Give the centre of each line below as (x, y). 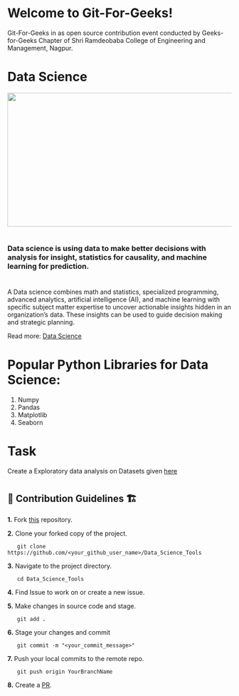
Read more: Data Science (44, 336)
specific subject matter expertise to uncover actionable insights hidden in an (119, 307)
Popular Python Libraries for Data (108, 365)
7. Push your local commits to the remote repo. (76, 658)
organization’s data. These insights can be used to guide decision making (115, 314)
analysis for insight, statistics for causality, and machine (107, 257)
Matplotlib (32, 415)
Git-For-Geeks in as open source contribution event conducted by (104, 33)
